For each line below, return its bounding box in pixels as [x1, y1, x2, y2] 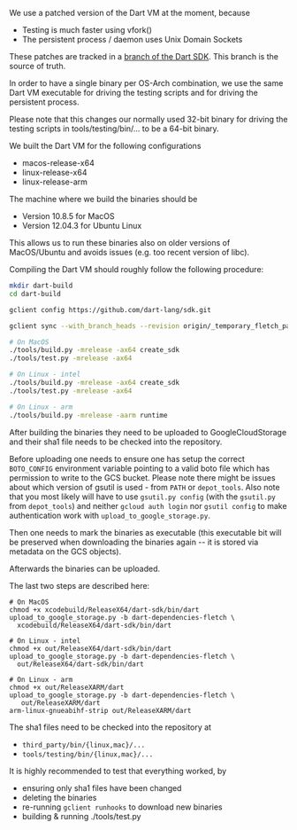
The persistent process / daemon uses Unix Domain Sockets [21, 35, 243, 44]
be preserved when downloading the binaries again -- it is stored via [9, 536, 259, 547]
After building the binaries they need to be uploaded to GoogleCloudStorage [9, 427, 287, 437]
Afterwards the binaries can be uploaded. [9, 563, 161, 574]
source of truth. [9, 61, 66, 71]
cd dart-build [9, 289, 62, 298]
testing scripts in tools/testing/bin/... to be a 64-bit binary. [9, 123, 219, 134]
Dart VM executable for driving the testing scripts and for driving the [9, 88, 258, 98]
